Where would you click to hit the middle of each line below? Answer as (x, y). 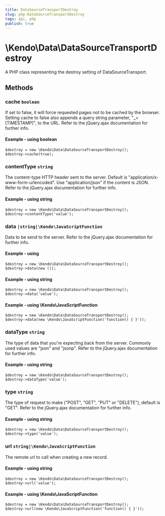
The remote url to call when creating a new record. (57, 457)
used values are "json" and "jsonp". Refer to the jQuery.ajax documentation (81, 348)
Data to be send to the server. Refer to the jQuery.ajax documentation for (79, 237)
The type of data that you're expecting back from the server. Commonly (78, 343)
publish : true (20, 23)
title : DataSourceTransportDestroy (42, 10)
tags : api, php (21, 19)
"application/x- (144, 177)
